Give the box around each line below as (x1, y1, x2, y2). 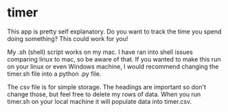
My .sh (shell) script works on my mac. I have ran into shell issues (7, 48, 194, 56)
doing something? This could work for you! (7, 34, 128, 42)
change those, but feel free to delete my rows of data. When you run (7, 90, 201, 98)
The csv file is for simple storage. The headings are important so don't (7, 83, 207, 91)
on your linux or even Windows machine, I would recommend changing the (7, 62, 219, 70)
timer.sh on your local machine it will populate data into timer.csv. (7, 97, 192, 105)
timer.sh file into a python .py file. (7, 70, 102, 78)
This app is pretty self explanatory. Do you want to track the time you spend (7, 27, 222, 36)
